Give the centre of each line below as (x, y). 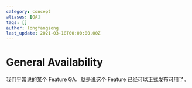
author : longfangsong (32, 28)
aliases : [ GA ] (23, 17)
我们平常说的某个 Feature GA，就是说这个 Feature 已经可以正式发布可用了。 (97, 79)
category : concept (28, 11)
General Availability (55, 62)
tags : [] (17, 22)
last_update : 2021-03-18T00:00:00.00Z (53, 33)
